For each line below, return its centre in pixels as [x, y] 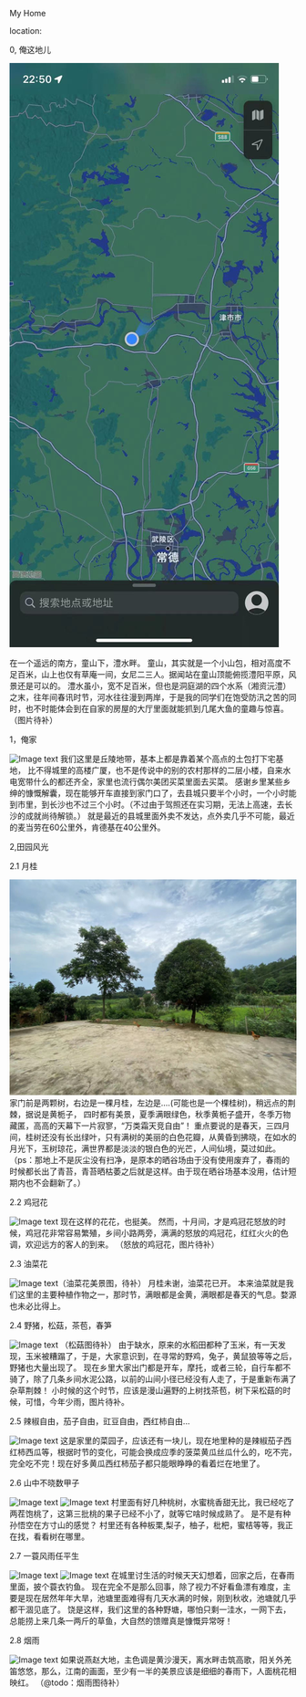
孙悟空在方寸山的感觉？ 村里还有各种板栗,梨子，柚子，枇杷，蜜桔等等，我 [147, 1524]
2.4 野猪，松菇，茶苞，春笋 [61, 1325]
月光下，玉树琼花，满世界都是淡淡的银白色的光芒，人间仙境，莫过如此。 [145, 1148]
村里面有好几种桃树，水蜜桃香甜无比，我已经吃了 [203, 1502]
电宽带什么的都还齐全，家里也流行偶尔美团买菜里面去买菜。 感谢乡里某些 [146, 781]
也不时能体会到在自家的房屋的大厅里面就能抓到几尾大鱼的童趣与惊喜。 [157, 708]
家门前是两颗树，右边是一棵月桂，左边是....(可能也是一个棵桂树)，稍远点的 [149, 1103]
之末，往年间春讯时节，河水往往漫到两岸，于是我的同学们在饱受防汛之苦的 [149, 697]
